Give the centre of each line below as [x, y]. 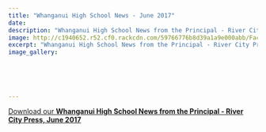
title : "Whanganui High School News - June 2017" [92, 15]
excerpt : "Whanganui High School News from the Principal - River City [129, 45]
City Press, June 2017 [45, 120]
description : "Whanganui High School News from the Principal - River [127, 30]
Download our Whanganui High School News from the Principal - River [126, 111]
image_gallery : [33, 52]
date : [17, 23]
